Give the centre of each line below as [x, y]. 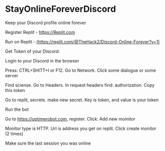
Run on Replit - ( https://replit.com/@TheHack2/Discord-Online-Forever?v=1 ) [82, 42]
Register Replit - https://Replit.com [40, 32]
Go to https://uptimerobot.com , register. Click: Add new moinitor [70, 119]
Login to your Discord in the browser [42, 60]
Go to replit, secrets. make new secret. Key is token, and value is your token [82, 100]
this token [15, 90]
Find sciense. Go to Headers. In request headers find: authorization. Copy [80, 85]
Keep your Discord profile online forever [46, 23]
